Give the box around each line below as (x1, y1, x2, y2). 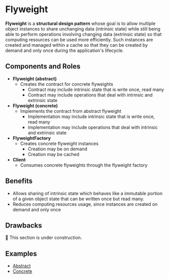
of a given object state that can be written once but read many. (12, 196, 145, 202)
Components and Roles (5, 62, 81, 71)
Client (12, 157, 26, 163)
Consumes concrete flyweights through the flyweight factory (20, 162, 148, 168)
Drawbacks (5, 221, 42, 230)
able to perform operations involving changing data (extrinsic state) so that (5, 31, 162, 37)
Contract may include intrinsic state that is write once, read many (27, 86, 164, 92)
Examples (5, 249, 37, 258)
